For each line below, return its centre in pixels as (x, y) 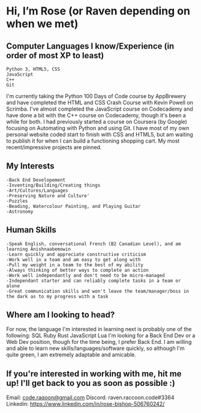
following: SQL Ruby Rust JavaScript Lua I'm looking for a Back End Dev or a (101, 335)
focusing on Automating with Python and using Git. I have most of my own (98, 128)
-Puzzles (17, 201)
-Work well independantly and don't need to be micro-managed (85, 275)
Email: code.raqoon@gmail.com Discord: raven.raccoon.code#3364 (90, 397)
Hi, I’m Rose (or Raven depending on (98, 11)
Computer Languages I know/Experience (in (90, 46)
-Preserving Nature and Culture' (48, 196)
